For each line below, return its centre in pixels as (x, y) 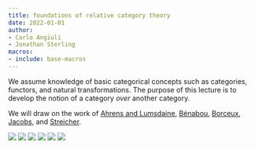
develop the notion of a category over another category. (99, 98)
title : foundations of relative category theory (89, 15)
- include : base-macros (47, 60)
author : (21, 30)
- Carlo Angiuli (35, 37)
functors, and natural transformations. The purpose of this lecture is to (122, 89)
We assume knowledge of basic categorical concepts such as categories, (128, 81)
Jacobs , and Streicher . (44, 122)
